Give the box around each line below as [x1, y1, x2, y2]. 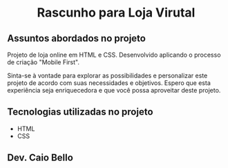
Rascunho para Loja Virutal [37, 5, 196, 21]
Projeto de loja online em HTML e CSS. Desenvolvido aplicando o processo [7, 50, 221, 59]
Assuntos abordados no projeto [7, 32, 146, 44]
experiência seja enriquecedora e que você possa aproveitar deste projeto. [7, 86, 221, 94]
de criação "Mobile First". [7, 58, 79, 66]
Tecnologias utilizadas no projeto [7, 106, 153, 118]
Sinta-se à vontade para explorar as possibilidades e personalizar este [7, 71, 208, 80]
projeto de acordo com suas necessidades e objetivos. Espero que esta [7, 79, 211, 87]
